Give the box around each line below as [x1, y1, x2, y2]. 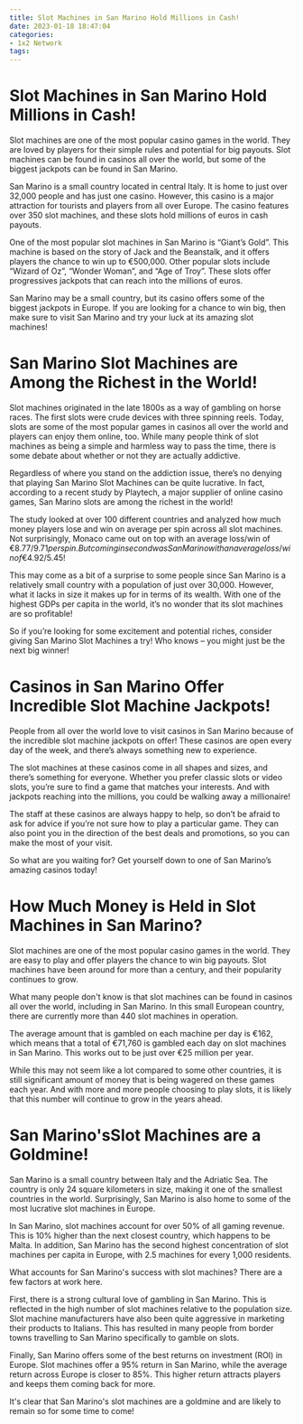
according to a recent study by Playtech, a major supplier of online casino [9, 487, 284, 498]
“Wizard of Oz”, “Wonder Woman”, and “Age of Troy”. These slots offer [9, 265, 271, 276]
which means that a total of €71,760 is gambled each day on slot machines [9, 1038, 287, 1048]
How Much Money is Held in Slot [9, 896, 256, 917]
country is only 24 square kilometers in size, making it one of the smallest [9, 1184, 283, 1195]
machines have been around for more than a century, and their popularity [9, 963, 282, 975]
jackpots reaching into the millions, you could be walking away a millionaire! [9, 791, 291, 802]
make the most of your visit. [9, 837, 113, 848]
